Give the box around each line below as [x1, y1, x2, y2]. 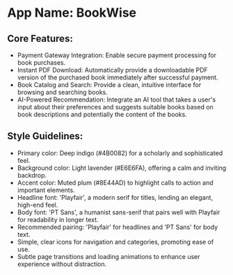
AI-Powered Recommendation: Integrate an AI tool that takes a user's [17, 95, 216, 104]
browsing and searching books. [17, 88, 108, 96]
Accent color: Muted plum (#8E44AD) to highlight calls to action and [17, 178, 214, 187]
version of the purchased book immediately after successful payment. [17, 73, 218, 81]
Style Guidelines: [7, 130, 83, 142]
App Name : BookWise [7, 5, 137, 21]
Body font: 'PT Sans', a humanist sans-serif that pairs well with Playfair [17, 207, 220, 217]
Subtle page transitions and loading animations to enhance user [17, 252, 200, 260]
